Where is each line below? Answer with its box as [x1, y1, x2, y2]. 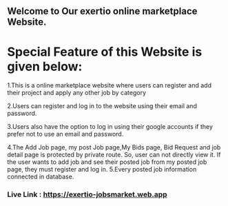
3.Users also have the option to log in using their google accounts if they [7, 123, 214, 131]
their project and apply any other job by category [7, 89, 147, 97]
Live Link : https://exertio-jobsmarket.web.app [7, 189, 167, 199]
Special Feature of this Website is [7, 44, 203, 59]
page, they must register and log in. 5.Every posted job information [7, 165, 197, 174]
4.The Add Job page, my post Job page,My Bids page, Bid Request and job [7, 143, 221, 152]
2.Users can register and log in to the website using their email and [7, 102, 198, 110]
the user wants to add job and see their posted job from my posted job [7, 158, 207, 166]
